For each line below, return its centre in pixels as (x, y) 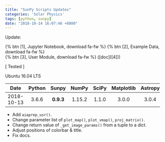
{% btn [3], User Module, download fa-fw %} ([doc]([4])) (63, 57)
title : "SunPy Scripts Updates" (38, 10)
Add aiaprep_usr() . (32, 115)
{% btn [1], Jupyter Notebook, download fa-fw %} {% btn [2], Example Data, (82, 47)
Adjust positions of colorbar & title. (47, 130)
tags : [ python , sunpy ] (28, 19)
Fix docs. (21, 136)
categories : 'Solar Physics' (35, 14)
